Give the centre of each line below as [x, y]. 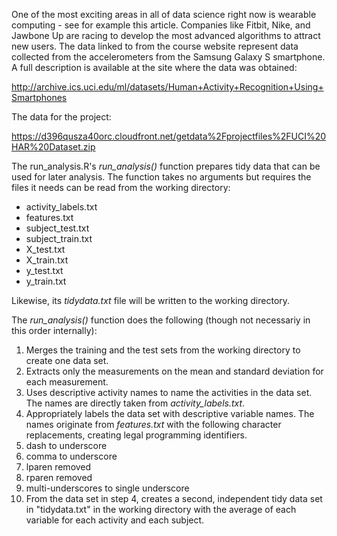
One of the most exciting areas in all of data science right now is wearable [164, 14]
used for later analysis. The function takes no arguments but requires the [161, 177]
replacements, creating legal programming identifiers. [136, 435]
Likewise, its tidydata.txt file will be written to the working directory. [151, 300]
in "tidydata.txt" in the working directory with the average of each [161, 509]
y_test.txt [44, 270]
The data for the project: [61, 117]
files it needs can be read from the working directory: [121, 187]
